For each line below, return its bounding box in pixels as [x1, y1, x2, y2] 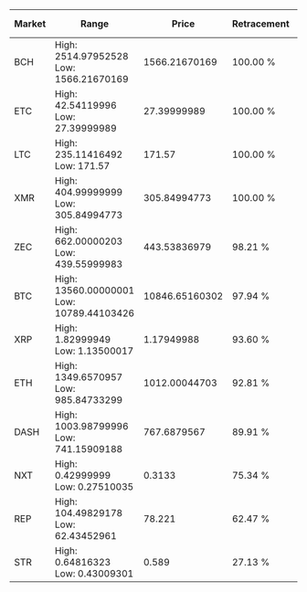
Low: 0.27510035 [54, 481, 134, 492]
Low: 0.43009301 [54, 567, 134, 579]
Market [14, 17, 47, 30]
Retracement [231, 17, 290, 30]
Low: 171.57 [54, 160, 111, 172]
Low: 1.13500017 [54, 344, 134, 357]
